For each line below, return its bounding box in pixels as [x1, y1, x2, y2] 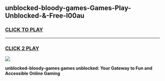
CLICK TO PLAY [5, 27, 43, 33]
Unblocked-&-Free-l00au [5, 12, 84, 20]
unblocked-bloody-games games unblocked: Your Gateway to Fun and [5, 65, 153, 71]
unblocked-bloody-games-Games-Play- [5, 4, 132, 12]
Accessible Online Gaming [5, 70, 60, 76]
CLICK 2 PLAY [5, 45, 39, 52]
